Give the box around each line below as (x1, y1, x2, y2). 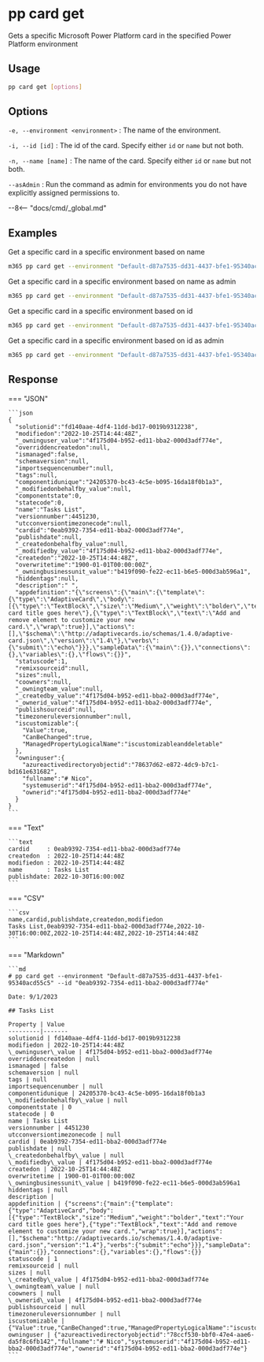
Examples (8, 226, 57, 240)
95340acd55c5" (8, 979, 55, 987)
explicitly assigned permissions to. (8, 188, 120, 198)
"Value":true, (22, 726, 68, 734)
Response (8, 373, 59, 386)
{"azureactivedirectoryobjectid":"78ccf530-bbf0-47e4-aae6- (53, 1330, 255, 1338)
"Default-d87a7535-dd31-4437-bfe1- (106, 972, 223, 980)
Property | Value (8, 1020, 65, 1029)
